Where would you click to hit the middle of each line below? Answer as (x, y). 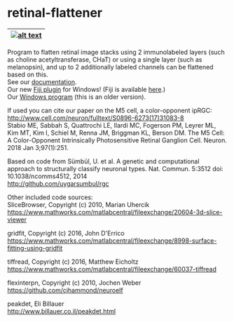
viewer (17, 220)
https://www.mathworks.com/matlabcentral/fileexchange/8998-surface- (112, 241)
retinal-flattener (55, 13)
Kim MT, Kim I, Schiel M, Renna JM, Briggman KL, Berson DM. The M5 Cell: (116, 133)
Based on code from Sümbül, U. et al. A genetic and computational (103, 161)
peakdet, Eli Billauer (36, 304)
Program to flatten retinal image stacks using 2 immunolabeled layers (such (116, 52)
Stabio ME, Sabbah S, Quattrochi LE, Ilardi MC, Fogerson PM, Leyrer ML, (112, 125)
